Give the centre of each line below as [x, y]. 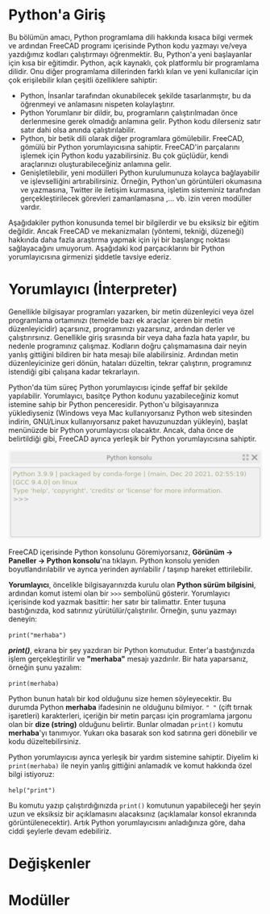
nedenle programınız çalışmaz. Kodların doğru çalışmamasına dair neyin [128, 346]
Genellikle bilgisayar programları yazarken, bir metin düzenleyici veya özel [131, 311]
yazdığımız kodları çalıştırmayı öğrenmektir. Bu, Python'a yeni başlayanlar [130, 54]
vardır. [31, 206]
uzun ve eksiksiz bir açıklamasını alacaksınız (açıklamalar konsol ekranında [133, 814]
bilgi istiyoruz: [31, 774]
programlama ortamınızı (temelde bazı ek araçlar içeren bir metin [116, 320]
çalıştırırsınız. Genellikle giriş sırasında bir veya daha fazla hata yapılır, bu [129, 337]
